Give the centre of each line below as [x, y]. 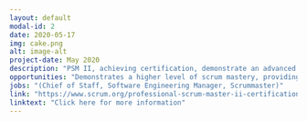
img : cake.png [37, 43]
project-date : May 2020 [55, 60]
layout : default [40, 18]
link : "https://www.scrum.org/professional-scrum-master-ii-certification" [157, 94]
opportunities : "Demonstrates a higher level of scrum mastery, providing [155, 77]
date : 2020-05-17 [42, 35]
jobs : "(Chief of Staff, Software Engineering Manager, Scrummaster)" [147, 86]
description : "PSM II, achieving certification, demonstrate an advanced [153, 69]
